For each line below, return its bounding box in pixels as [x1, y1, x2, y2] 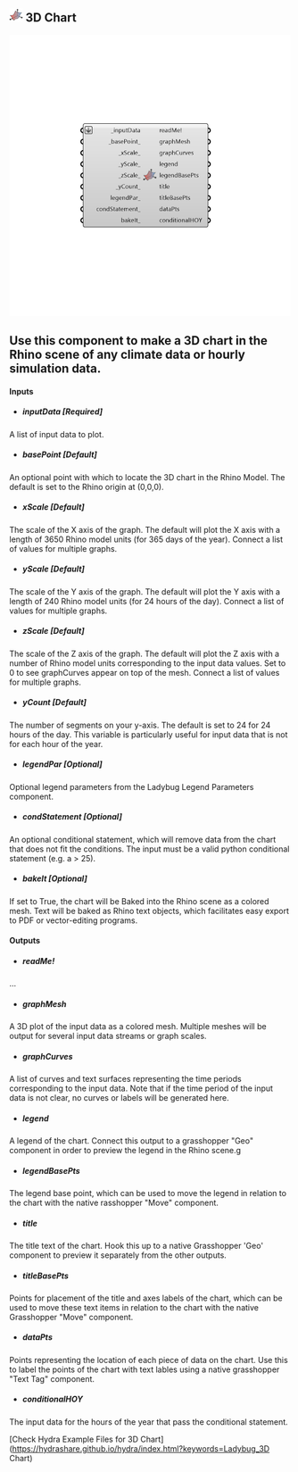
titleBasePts [21, 1270, 70, 1281]
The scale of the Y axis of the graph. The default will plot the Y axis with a [9, 586, 281, 597]
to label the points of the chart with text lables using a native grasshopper [9, 1364, 280, 1375]
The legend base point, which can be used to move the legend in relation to [9, 1187, 287, 1198]
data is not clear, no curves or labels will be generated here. [9, 1093, 229, 1103]
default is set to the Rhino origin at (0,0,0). [9, 481, 164, 492]
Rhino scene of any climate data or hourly [9, 347, 245, 362]
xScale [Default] [21, 502, 85, 512]
